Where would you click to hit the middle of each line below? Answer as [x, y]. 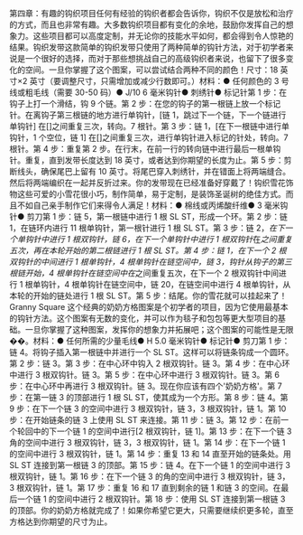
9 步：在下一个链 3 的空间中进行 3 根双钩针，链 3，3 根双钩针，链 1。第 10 [148, 408]
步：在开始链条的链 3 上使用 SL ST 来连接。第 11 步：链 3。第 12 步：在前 [145, 420]
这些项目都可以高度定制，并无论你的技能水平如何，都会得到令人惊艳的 [163, 36]
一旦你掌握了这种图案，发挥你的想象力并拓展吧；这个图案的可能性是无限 [159, 329]
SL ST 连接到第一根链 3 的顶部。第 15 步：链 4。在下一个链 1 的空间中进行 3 [150, 465]
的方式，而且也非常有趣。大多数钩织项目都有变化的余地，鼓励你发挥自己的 [147, 24]
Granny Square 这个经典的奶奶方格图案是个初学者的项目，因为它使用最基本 [149, 307]
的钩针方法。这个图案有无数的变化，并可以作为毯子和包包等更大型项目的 [143, 318]
